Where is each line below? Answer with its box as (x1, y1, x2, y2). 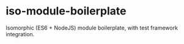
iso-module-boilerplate (6, 4, 127, 18)
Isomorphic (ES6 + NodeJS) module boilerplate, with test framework (6, 24, 178, 31)
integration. (6, 30, 35, 37)
